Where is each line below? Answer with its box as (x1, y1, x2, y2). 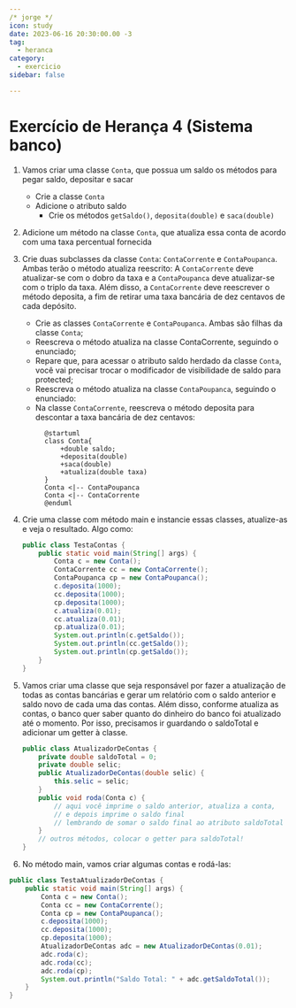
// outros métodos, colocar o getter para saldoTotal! (38, 835, 245, 843)
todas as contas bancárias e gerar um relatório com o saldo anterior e (21, 689, 277, 700)
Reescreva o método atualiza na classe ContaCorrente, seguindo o (34, 336, 279, 347)
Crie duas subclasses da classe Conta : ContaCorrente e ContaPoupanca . (21, 253, 278, 264)
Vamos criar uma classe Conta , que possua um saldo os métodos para (21, 165, 277, 175)
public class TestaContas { (21, 541, 125, 550)
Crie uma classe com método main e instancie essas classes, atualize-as (21, 514, 288, 525)
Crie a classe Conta (34, 191, 105, 202)
